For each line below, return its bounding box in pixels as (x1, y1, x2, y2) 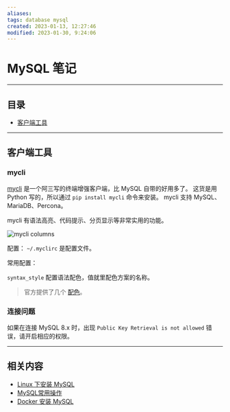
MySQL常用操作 (16, 389, 62, 397)
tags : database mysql (7, 16, 69, 23)
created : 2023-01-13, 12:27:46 (7, 23, 97, 30)
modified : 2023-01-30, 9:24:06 (7, 29, 97, 36)
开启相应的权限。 (25, 332, 73, 340)
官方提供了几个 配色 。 (23, 288, 86, 296)
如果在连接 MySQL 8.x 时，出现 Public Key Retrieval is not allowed (7, 323, 205, 332)
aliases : (7, 10, 32, 17)
